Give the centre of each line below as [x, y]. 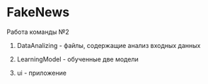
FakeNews [38, 12]
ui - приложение [41, 73]
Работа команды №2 [38, 32]
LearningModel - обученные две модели [77, 59]
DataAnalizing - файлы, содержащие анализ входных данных [109, 45]
